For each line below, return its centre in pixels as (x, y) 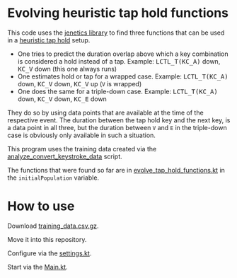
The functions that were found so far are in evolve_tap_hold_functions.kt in (116, 170)
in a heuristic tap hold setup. (49, 40)
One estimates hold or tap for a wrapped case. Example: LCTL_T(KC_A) (123, 76)
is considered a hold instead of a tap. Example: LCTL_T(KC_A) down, (119, 61)
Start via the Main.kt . (38, 267)
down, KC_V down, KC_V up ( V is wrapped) (80, 83)
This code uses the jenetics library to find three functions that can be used (116, 33)
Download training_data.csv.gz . (53, 226)
